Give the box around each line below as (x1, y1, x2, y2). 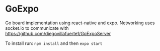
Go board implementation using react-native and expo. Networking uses (5, 20, 155, 26)
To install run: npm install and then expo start (5, 40, 103, 46)
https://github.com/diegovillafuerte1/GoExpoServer (5, 30, 111, 36)
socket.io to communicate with (5, 25, 69, 31)
